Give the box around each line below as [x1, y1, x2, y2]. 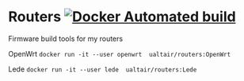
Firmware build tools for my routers [8, 34, 124, 43]
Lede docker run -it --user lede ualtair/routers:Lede [8, 64, 197, 74]
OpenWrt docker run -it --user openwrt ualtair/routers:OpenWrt [8, 49, 231, 58]
